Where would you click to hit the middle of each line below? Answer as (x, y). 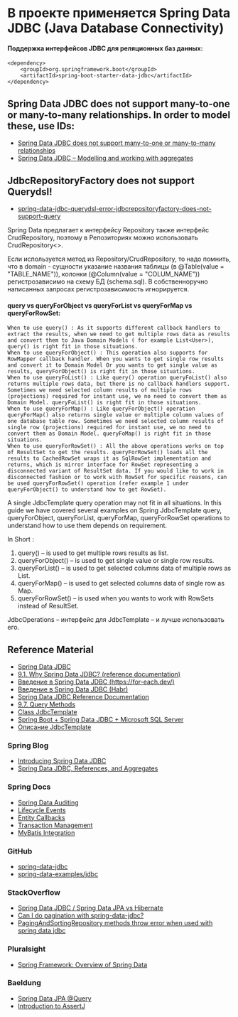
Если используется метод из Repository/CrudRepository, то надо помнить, (119, 259)
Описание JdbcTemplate (54, 727)
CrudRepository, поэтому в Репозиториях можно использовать (103, 238)
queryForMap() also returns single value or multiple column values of (115, 415)
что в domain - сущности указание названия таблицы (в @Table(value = (116, 267)
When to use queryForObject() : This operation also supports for (108, 353)
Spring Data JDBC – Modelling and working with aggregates (106, 158)
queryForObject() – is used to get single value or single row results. (116, 561)
